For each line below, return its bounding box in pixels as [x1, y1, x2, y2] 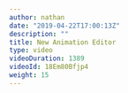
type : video [9, 46, 53, 55]
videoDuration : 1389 [9, 54, 86, 63]
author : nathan [9, 12, 65, 22]
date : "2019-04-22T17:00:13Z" [9, 21, 121, 30]
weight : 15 [9, 71, 49, 80]
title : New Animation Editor [9, 37, 117, 47]
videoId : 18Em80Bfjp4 [9, 63, 89, 72]
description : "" [9, 29, 69, 38]
